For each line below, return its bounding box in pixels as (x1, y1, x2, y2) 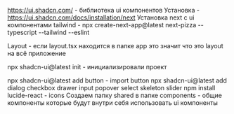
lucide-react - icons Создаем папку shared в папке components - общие (7, 91, 223, 99)
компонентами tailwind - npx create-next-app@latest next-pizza (7, 21, 197, 29)
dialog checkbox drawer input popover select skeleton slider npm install (7, 84, 216, 92)
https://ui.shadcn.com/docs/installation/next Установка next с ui (7, 13, 195, 22)
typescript (7, 28, 37, 36)
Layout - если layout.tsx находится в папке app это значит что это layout (7, 42, 223, 50)
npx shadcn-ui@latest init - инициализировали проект (7, 63, 167, 71)
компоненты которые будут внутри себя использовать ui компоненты (7, 99, 218, 107)
